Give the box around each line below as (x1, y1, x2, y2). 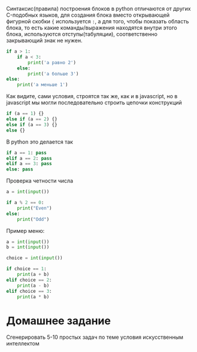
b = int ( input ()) (6, 244, 50, 250)
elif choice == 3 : (6, 288, 52, 294)
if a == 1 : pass (6, 150, 47, 156)
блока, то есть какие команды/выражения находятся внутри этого (6, 24, 178, 31)
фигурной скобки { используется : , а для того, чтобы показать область (6, 18, 189, 25)
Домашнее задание (6, 314, 111, 327)
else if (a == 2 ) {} (6, 116, 58, 122)
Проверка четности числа (6, 177, 74, 184)
